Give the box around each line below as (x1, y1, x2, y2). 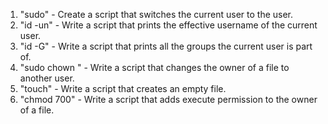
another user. (19, 72, 75, 84)
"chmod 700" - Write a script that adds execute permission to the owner (19, 94, 318, 105)
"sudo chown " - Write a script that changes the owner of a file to (19, 62, 290, 73)
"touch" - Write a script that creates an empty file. (19, 83, 227, 94)
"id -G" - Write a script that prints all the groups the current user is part (19, 40, 313, 52)
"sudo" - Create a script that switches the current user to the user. (19, 9, 294, 20)
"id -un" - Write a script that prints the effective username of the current (19, 19, 318, 31)
